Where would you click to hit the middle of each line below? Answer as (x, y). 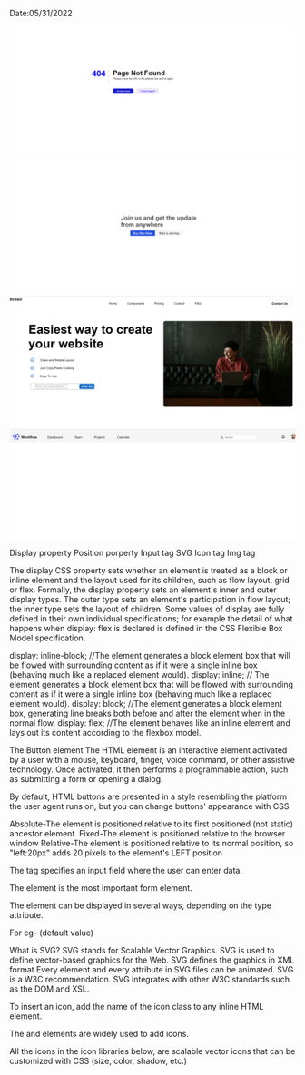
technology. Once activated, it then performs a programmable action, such (149, 769)
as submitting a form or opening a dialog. (86, 778)
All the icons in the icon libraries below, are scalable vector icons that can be (152, 1051)
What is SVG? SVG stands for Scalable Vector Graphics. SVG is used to (142, 950)
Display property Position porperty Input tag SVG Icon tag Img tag (133, 552)
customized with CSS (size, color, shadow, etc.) (98, 1060)
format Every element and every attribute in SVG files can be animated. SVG (152, 969)
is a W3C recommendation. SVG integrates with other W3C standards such (150, 979)
